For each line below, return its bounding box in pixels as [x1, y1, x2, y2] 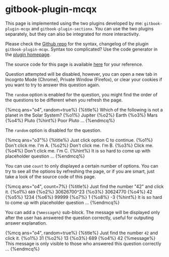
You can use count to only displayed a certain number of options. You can [5, 163, 158, 169]
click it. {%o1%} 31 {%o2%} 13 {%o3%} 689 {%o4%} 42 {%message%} [5, 235, 156, 241]
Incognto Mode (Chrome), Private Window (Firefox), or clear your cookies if [5, 76, 162, 82]
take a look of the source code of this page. [5, 173, 96, 180]
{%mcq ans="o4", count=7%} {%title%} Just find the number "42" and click [5, 183, 164, 189]
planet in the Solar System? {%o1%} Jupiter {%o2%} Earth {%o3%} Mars [5, 112, 158, 118]
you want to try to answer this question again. [5, 82, 100, 88]
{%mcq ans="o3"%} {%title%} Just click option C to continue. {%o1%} [5, 137, 153, 143]
